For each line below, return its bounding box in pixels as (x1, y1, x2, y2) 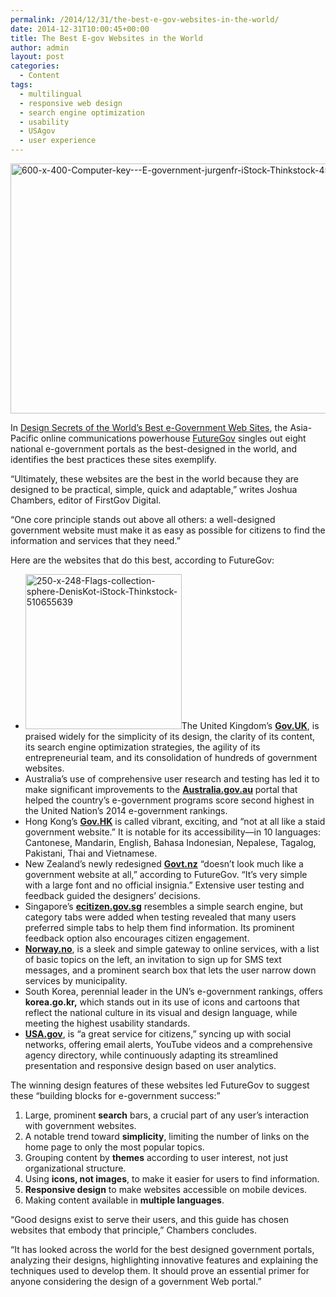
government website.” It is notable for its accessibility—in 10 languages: (24, 826, 322, 838)
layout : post (10, 52, 65, 62)
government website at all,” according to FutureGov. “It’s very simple (24, 869, 308, 880)
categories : (10, 61, 60, 71)
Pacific (10, 432, 39, 444)
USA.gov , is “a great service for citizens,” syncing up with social (24, 1028, 292, 1040)
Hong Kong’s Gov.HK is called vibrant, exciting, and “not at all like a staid (24, 816, 326, 827)
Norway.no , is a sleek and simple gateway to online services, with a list (24, 943, 320, 955)
